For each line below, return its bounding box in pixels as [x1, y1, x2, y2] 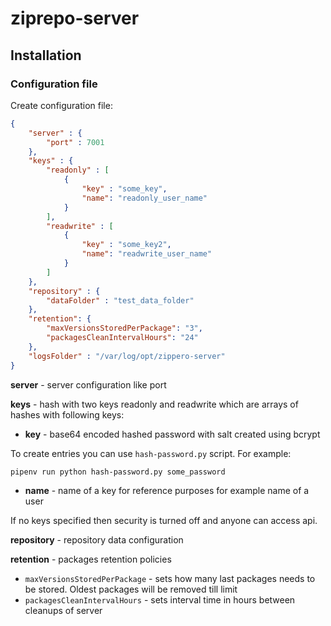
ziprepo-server [10, 7, 140, 30]
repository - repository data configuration [10, 533, 184, 546]
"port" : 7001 [46, 137, 105, 147]
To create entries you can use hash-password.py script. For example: [10, 447, 292, 459]
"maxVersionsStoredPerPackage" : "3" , [46, 323, 203, 334]
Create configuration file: [10, 99, 113, 111]
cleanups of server [24, 604, 103, 616]
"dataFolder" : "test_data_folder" [46, 295, 195, 306]
